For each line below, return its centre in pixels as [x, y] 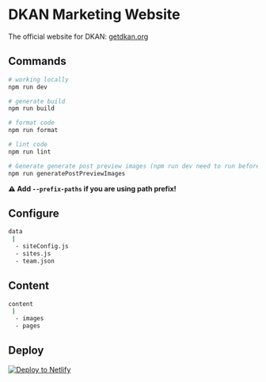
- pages [28, 326]
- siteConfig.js [42, 247]
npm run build [32, 108]
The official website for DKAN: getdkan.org [78, 36]
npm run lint [30, 152]
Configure [34, 213]
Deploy [26, 351]
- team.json [35, 261]
